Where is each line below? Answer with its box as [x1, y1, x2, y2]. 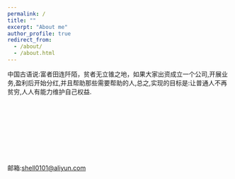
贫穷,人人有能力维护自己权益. [7, 87, 92, 96]
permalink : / [7, 10, 46, 18]
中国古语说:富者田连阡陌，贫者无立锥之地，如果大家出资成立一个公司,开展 [7, 70, 222, 78]
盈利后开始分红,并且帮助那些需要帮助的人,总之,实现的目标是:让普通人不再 [15, 78, 228, 87]
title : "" [7, 17, 37, 24]
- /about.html [13, 50, 55, 57]
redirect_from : [7, 37, 52, 44]
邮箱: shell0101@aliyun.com [7, 163, 86, 172]
